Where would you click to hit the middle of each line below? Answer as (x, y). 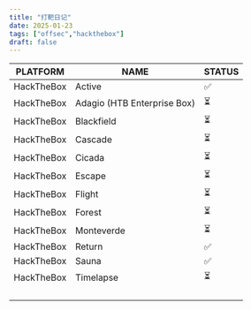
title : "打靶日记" (41, 17)
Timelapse (97, 277)
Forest (88, 212)
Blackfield (95, 121)
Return (89, 246)
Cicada (90, 157)
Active (88, 87)
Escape (90, 176)
